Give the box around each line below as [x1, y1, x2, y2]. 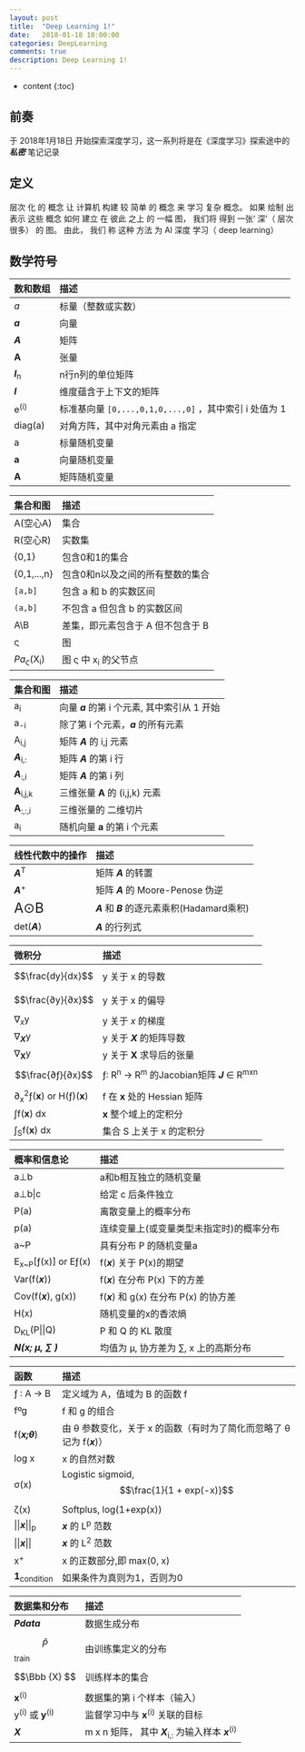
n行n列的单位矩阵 [59, 369, 134, 381]
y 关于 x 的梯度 [102, 1014, 166, 1027]
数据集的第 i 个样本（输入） [84, 1691, 202, 1704]
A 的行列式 [95, 920, 143, 933]
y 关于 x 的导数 [102, 970, 166, 983]
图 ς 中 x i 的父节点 [62, 653, 139, 668]
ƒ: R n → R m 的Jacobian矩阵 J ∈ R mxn [102, 1067, 259, 1081]
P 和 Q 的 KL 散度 [99, 1325, 173, 1338]
